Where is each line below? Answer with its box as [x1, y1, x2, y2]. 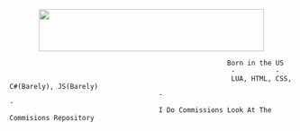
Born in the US [226, 58, 284, 67]
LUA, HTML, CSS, [231, 74, 293, 83]
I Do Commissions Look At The [158, 106, 272, 115]
